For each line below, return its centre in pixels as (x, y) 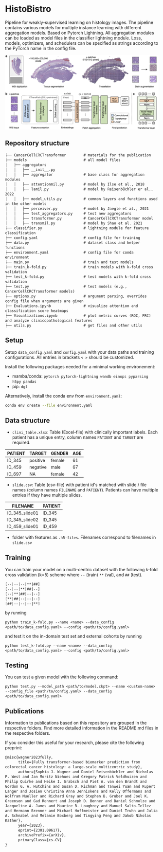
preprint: (14, 748)
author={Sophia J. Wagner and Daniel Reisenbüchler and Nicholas (85, 772)
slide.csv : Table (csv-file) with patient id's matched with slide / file (79, 485)
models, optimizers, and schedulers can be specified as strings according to (82, 43)
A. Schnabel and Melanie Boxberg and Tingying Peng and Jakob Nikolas (78, 816)
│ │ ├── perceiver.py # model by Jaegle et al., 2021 (77, 208)
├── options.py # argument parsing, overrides (76, 296)
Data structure (27, 420)
